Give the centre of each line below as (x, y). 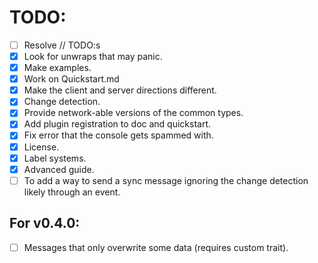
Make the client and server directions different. (120, 90)
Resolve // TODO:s (62, 45)
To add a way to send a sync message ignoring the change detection (166, 180)
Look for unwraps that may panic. (93, 56)
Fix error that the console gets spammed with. (118, 135)
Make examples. (57, 68)
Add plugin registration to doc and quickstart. (117, 124)
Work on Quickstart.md (71, 79)
